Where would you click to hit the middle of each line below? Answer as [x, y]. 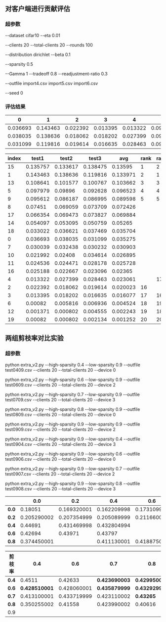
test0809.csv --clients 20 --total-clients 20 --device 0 [61, 414]
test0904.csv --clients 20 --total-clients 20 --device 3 [61, 444]
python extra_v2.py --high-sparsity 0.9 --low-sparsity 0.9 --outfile [73, 424]
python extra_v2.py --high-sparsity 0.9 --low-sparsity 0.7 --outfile [72, 469]
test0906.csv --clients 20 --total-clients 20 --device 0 [61, 459]
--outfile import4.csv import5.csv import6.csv [52, 83]
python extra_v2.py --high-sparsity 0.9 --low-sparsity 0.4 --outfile [73, 439]
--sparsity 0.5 [19, 64]
